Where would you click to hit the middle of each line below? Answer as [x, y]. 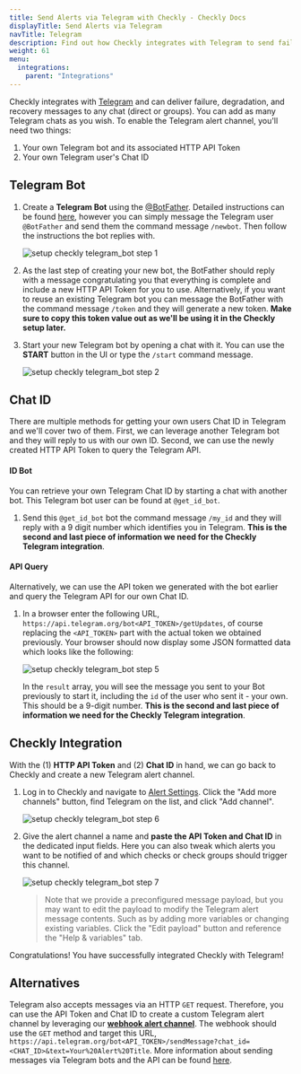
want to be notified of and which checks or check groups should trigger [155, 855]
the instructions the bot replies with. [89, 235]
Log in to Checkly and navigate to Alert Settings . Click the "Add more [149, 791]
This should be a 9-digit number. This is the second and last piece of [150, 705]
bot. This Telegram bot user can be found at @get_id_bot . [115, 500]
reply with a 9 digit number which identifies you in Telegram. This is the [155, 527]
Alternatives [45, 983]
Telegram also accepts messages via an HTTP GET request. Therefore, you [146, 1005]
